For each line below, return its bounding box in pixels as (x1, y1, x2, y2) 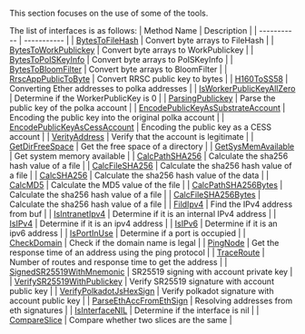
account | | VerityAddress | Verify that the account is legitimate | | (9, 132, 254, 142)
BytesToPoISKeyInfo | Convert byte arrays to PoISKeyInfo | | (9, 54, 233, 64)
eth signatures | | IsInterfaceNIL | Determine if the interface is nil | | (9, 305, 260, 316)
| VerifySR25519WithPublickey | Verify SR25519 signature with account (9, 276, 275, 287)
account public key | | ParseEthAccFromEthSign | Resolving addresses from (9, 295, 293, 306)
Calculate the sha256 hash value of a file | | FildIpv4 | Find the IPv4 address (9, 199, 293, 210)
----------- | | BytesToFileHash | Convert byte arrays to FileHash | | (24, 35, 274, 45)
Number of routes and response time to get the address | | (9, 257, 228, 267)
